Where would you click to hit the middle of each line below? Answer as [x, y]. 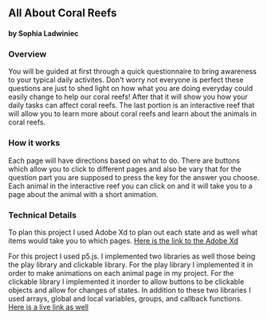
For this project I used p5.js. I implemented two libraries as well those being [132, 256]
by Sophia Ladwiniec [43, 33]
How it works [34, 143]
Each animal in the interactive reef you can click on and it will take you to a [130, 186]
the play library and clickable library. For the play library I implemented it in [131, 264]
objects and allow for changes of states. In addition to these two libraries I [130, 289]
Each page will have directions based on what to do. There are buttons [124, 160]
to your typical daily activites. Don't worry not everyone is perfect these [126, 80]
